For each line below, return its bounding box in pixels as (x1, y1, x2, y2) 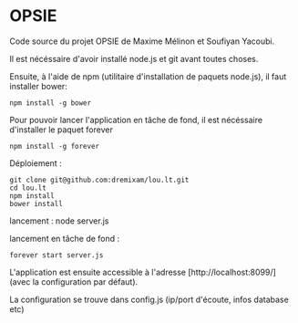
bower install (9, 199, 64, 208)
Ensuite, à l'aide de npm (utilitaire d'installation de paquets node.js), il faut (9, 70, 287, 82)
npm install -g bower (9, 98, 92, 108)
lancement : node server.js (9, 215, 109, 226)
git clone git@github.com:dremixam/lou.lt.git (9, 175, 190, 184)
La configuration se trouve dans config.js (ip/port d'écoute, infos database (9, 294, 289, 305)
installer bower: (9, 80, 68, 91)
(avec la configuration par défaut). (9, 276, 139, 287)
